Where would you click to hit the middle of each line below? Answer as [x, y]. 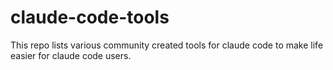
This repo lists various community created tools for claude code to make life [167, 45]
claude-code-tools [90, 17]
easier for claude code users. [71, 55]
